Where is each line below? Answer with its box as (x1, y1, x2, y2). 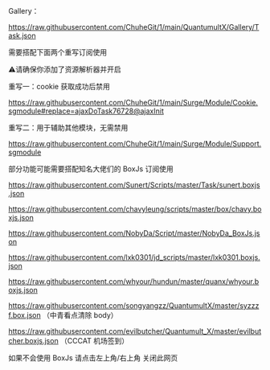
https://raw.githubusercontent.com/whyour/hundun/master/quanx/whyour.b (8, 277, 260, 286)
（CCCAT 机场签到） (59, 336, 129, 345)
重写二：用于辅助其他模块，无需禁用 (8, 123, 129, 132)
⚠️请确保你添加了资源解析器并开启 (8, 64, 122, 74)
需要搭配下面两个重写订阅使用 (8, 47, 107, 57)
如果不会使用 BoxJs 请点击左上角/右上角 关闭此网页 (8, 353, 178, 363)
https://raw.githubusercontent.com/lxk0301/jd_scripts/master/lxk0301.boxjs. (8, 253, 261, 262)
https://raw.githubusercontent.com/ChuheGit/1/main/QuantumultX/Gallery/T (8, 23, 260, 31)
